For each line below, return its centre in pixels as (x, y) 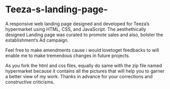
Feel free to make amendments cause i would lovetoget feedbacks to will (82, 50)
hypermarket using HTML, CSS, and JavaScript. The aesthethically (76, 29)
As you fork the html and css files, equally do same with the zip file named (84, 65)
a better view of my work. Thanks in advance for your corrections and (79, 76)
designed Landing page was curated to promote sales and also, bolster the (84, 34)
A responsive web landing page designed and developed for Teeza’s (77, 24)
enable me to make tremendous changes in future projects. (68, 56)
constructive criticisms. (30, 82)
